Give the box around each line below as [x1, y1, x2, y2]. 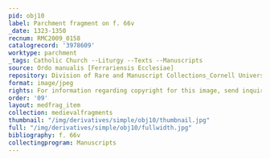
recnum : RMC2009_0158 [8, 34, 81, 43]
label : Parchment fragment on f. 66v [8, 19, 135, 27]
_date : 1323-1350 [8, 26, 67, 35]
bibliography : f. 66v [8, 131, 81, 139]
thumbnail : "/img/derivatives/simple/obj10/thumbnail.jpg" [8, 116, 211, 124]
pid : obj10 [8, 11, 45, 20]
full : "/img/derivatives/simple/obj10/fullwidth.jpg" [8, 124, 193, 132]
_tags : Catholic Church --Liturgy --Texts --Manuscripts [8, 57, 203, 65]
